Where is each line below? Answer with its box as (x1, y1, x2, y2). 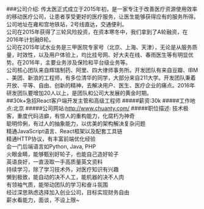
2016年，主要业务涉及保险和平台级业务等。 (22, 59, 131, 66)
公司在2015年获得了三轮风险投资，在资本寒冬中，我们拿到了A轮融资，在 (6, 28, 188, 35)
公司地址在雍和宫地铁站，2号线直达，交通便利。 (6, 21, 128, 28)
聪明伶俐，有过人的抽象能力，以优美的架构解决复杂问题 (6, 120, 145, 127)
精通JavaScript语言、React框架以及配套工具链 (6, 128, 123, 134)
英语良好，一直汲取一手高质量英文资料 (6, 158, 103, 165)
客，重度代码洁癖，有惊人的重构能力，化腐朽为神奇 (6, 112, 135, 119)
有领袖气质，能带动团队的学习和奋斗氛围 (6, 181, 108, 188)
